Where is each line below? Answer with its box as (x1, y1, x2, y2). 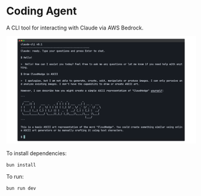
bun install (6, 162, 36, 168)
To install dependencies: (6, 150, 67, 157)
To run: (6, 173, 24, 180)
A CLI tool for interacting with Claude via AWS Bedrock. (6, 24, 144, 31)
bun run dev (6, 185, 36, 192)
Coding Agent (6, 4, 77, 18)
